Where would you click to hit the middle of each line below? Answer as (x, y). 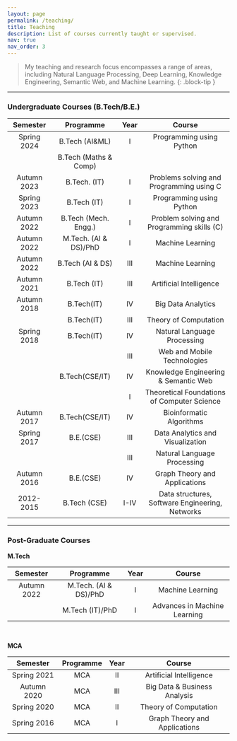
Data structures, (185, 494)
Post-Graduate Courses (49, 540)
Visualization (185, 442)
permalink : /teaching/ (41, 21)
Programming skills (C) (185, 227)
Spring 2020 (33, 706)
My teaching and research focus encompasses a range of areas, (119, 67)
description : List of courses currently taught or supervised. (102, 34)
